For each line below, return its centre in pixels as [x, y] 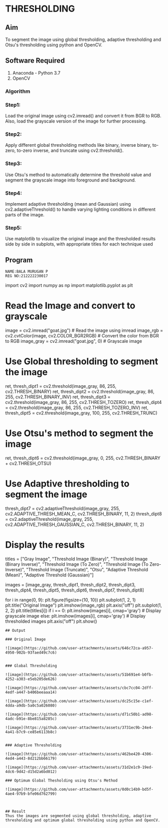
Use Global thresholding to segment [82, 362]
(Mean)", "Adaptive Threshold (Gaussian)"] [49, 575]
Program [19, 260]
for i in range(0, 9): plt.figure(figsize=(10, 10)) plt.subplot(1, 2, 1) [71, 600]
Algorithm [18, 91]
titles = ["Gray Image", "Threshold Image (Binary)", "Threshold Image [76, 559]
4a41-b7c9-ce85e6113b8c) [31, 732]
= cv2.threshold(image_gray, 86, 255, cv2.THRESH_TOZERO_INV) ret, [77, 407]
